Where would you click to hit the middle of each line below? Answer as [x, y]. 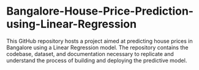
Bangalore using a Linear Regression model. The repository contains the [97, 47]
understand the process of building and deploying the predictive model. [97, 60]
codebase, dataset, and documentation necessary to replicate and [90, 54]
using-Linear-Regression [71, 24]
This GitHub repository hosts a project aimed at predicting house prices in [99, 41]
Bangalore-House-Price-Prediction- [100, 11]
